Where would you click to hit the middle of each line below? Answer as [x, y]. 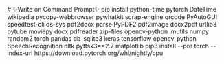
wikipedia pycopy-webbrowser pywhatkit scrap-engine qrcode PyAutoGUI [112, 17]
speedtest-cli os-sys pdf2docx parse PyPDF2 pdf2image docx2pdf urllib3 [112, 24]
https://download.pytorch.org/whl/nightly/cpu [99, 53]
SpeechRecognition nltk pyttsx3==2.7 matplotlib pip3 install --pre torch [108, 46]
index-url [20, 53]
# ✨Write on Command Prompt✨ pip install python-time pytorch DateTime [112, 9]
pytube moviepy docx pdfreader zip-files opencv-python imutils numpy [108, 31]
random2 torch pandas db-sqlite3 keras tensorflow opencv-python [102, 38]
